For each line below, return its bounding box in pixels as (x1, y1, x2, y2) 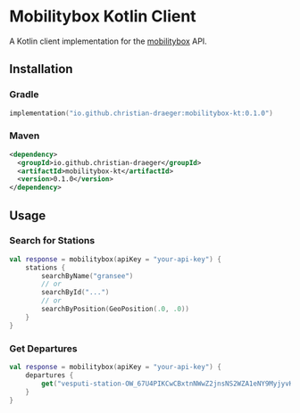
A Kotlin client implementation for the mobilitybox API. (9, 36, 207, 46)
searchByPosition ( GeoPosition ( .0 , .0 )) (41, 305, 190, 314)
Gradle (9, 88, 39, 101)
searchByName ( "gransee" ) (41, 271, 134, 280)
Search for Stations (9, 235, 96, 247)
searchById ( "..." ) (41, 288, 110, 297)
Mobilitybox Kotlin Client (9, 6, 196, 27)
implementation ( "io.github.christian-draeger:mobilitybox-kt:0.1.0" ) (9, 109, 274, 118)
